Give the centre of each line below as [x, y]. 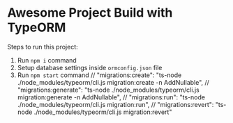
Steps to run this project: [43, 47]
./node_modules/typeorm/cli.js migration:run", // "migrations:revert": [115, 104]
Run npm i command [47, 60]
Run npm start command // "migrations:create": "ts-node [99, 75]
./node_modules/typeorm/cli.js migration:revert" [103, 112]
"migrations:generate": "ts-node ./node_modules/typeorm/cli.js [108, 90]
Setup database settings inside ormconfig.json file [90, 67]
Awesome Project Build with [90, 13]
